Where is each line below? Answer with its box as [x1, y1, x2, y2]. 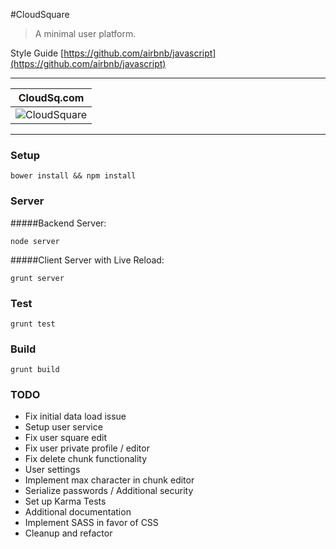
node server [10, 236, 60, 246]
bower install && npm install [10, 171, 137, 181]
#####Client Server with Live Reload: [10, 254, 165, 266]
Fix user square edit [24, 432, 108, 444]
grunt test [10, 319, 56, 329]
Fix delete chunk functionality [24, 453, 148, 465]
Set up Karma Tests [24, 495, 107, 508]
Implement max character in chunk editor [24, 474, 195, 486]
